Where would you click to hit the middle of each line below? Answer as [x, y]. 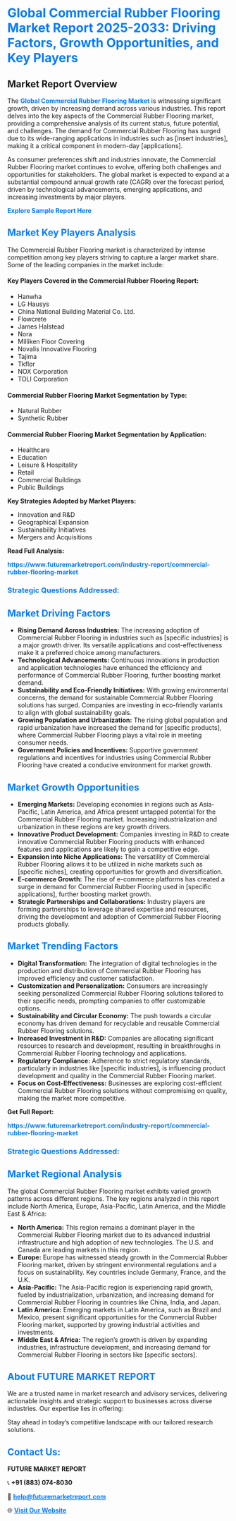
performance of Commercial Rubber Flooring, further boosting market [119, 676]
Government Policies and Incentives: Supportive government [108, 750]
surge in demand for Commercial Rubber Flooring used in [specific [114, 886]
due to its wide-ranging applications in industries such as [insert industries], [118, 138]
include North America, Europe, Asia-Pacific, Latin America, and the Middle [117, 1206]
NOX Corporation [43, 372]
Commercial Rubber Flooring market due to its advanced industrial [114, 1235]
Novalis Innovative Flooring [57, 349]
